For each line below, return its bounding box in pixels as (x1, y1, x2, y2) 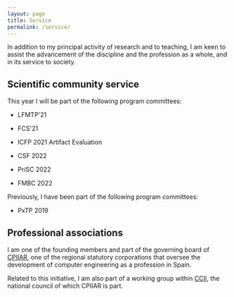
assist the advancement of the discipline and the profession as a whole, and (7, 50, 228, 59)
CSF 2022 (17, 152, 47, 160)
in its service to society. (7, 58, 76, 66)
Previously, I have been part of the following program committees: (7, 193, 199, 201)
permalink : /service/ (7, 23, 71, 30)
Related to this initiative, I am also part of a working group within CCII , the (7, 274, 220, 282)
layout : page (7, 10, 46, 18)
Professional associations (7, 226, 123, 238)
